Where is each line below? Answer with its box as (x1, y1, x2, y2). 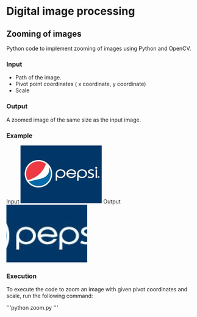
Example (6, 131, 33, 140)
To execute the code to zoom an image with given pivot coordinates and (6, 286, 188, 293)
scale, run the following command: (6, 292, 93, 300)
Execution (6, 272, 37, 280)
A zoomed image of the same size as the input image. (6, 116, 141, 123)
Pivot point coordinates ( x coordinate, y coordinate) (15, 81, 146, 88)
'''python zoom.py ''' (6, 304, 59, 312)
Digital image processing (6, 4, 135, 18)
